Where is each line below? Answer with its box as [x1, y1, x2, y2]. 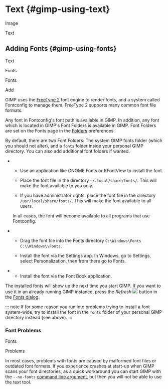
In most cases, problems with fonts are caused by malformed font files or [5, 358, 156, 364]
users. [20, 203, 34, 209]
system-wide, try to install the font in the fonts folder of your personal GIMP [5, 309, 162, 315]
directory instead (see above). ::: [5, 314, 73, 320]
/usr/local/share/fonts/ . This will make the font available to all [20, 197, 151, 204]
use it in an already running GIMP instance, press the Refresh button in [5, 289, 157, 295]
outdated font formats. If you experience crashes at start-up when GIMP [5, 363, 154, 369]
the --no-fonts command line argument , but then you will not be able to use [5, 374, 162, 380]
